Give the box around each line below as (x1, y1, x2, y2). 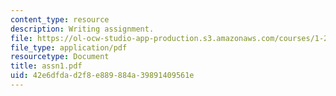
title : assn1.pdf (10, 61, 83, 71)
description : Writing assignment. (10, 24, 155, 34)
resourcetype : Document (10, 52, 110, 62)
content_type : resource (10, 14, 110, 25)
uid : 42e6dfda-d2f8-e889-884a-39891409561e (10, 71, 195, 81)
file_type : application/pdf (10, 42, 128, 53)
